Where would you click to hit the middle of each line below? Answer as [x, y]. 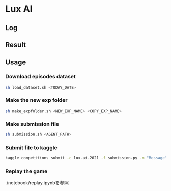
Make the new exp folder [36, 100]
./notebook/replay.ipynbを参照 [37, 183]
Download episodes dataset [41, 77]
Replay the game [26, 171]
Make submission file [32, 124]
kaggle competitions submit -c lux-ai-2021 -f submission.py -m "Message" [86, 158]
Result [16, 45]
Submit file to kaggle [31, 147]
